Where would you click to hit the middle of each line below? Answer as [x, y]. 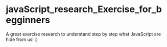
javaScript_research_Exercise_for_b [84, 9]
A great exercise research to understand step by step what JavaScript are [83, 34]
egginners [28, 20]
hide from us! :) [22, 39]
